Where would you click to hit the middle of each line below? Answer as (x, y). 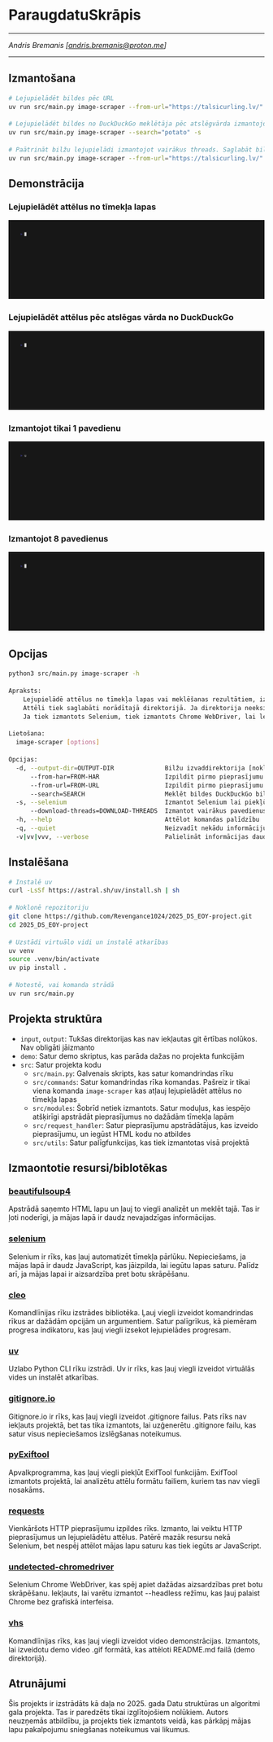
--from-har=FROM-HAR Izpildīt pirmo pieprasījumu (147, 777)
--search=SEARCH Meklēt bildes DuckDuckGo (141, 794)
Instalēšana (39, 862)
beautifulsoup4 (40, 1191)
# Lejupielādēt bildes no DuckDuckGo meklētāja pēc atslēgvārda (119, 124)
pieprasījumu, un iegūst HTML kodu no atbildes (111, 1134)
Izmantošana (42, 79)
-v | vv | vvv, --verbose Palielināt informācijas (132, 836)
